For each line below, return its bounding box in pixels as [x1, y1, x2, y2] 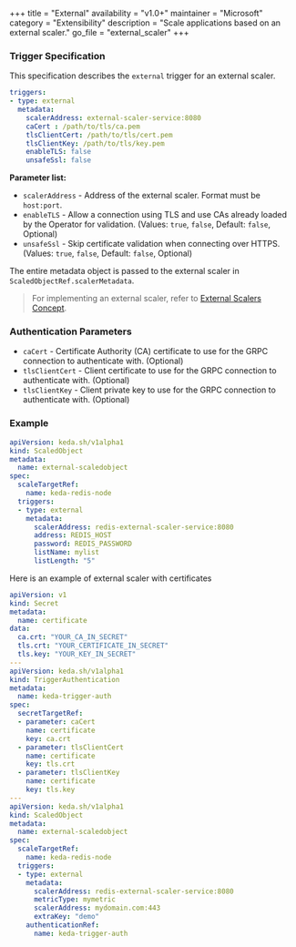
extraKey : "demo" [33, 912, 100, 922]
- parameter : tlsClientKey [17, 769, 120, 778]
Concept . [31, 302, 67, 313]
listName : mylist [33, 548, 100, 557]
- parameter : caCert [17, 718, 96, 727]
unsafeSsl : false [26, 156, 92, 165]
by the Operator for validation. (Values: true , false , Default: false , [22, 219, 271, 230]
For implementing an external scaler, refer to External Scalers [31, 293, 262, 304]
